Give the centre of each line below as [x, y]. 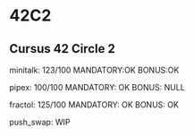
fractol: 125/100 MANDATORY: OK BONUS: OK [94, 105]
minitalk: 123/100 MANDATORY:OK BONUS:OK [94, 70]
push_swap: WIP [40, 122]
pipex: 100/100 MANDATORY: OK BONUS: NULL [97, 87]
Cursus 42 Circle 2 [63, 49]
